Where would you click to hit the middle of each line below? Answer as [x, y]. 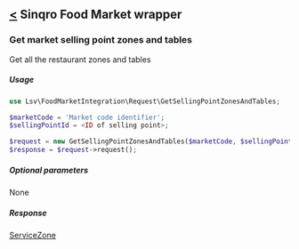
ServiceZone [32, 235]
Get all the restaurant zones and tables [80, 59]
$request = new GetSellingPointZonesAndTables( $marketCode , [123, 141]
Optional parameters [49, 170]
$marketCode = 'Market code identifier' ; [87, 117]
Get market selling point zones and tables [101, 40]
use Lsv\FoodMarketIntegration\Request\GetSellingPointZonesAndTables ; [145, 101]
